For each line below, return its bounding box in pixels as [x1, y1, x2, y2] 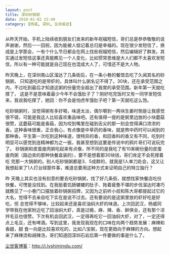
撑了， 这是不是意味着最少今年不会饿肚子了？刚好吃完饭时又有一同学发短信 [5, 91, 162, 97]
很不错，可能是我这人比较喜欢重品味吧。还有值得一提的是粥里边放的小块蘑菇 [5, 114, 165, 120]
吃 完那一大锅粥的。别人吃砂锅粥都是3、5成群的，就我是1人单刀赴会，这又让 [5, 159, 164, 165]
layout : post [5, 7, 33, 13]
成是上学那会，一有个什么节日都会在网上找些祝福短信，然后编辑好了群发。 [5, 48, 160, 55]
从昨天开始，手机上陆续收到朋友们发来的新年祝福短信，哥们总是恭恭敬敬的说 [5, 36, 165, 42]
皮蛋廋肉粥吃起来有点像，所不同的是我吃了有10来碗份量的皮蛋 [32, 146, 162, 152]
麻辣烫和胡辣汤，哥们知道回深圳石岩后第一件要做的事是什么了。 [14, 232, 147, 238]
